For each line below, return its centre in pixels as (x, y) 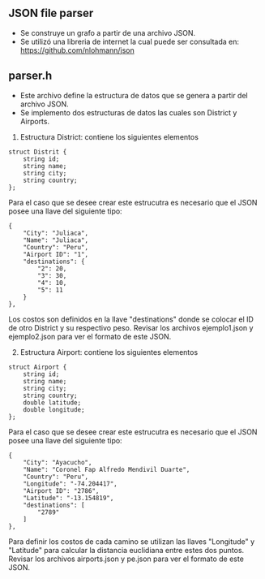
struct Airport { (38, 367)
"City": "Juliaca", (56, 233)
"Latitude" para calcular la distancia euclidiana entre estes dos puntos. (126, 550)
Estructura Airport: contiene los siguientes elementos (109, 352)
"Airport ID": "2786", (61, 490)
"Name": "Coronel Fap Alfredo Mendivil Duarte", (107, 469)
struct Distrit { (38, 152)
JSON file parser (51, 13)
